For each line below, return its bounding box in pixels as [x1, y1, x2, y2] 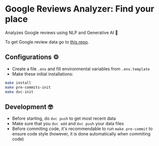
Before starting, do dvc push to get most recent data [12, 116, 116, 121]
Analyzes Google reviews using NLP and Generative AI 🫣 [5, 29, 118, 35]
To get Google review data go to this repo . [5, 39, 89, 44]
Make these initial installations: [12, 71, 74, 77]
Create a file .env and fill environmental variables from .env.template [12, 66, 150, 72]
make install [5, 80, 32, 85]
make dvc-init [5, 89, 34, 94]
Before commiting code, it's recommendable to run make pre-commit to [12, 126, 153, 131]
